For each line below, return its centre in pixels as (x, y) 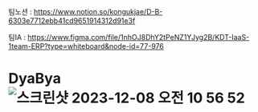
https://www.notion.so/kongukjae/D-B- (98, 12)
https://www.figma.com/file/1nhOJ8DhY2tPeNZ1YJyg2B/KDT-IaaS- (139, 37)
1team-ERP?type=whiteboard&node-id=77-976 (86, 46)
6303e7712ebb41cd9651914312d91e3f (72, 21)
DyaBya (35, 79)
